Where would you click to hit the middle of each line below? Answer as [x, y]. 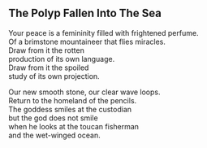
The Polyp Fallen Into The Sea [85, 13]
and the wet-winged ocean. [54, 135]
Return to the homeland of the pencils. [73, 100]
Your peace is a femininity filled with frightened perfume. [103, 33]
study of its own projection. [54, 76]
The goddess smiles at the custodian [70, 109]
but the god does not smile [54, 118]
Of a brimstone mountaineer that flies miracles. [87, 41]
